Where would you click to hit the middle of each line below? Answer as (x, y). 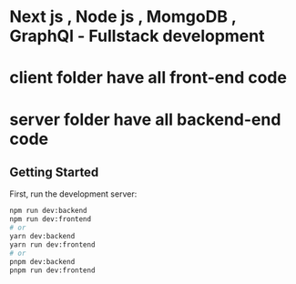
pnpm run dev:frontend (52, 270)
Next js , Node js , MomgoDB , (123, 17)
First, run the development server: (73, 194)
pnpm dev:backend (42, 261)
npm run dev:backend (49, 211)
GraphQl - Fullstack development (137, 36)
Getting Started (54, 172)
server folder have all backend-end (145, 119)
